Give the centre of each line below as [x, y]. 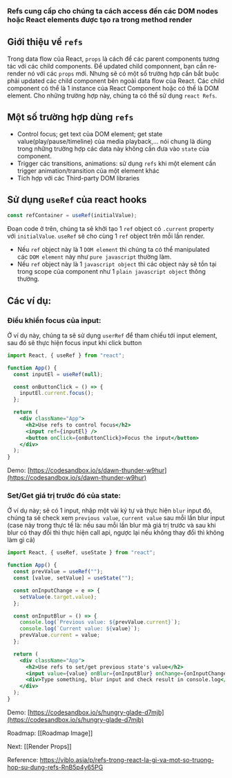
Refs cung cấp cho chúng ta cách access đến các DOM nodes [113, 11]
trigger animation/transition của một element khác [88, 170]
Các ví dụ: [29, 300]
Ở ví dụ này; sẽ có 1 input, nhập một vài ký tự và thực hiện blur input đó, [110, 510]
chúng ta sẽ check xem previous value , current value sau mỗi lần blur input [116, 518]
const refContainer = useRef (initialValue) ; [72, 216]
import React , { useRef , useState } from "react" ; [81, 553]
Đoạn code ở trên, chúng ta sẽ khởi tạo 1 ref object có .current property [110, 229]
